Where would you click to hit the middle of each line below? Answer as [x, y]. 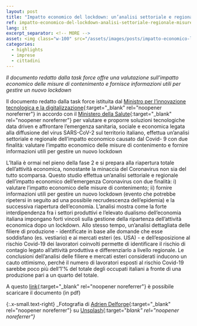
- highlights [27, 50]
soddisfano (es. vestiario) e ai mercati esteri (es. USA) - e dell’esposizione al [98, 237]
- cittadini [26, 61]
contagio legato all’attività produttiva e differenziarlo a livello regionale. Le [95, 250]
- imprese [23, 55]
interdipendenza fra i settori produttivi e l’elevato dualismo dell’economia [94, 213]
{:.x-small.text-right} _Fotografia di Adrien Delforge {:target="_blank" [89, 304]
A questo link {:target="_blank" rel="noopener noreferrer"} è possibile [90, 286]
